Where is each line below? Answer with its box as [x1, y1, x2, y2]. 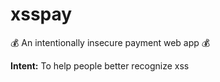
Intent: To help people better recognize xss [10, 59, 190, 72]
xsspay [10, 3, 73, 26]
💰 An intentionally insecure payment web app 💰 [10, 36, 211, 48]
